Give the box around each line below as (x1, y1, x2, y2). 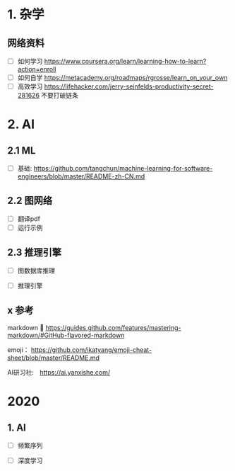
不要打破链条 (41, 91, 79, 100)
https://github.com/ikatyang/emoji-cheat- (30, 345, 152, 354)
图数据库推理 (17, 266, 55, 275)
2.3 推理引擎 (7, 246, 62, 259)
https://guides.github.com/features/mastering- (45, 323, 181, 331)
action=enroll (17, 65, 56, 74)
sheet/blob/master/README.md (7, 353, 100, 362)
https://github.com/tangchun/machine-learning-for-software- (33, 164, 213, 173)
